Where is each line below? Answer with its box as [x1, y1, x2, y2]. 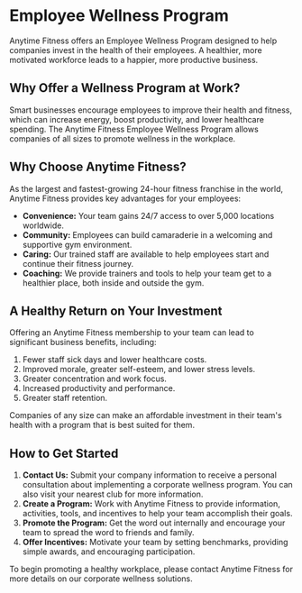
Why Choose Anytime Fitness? [9, 160, 187, 175]
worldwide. [22, 220, 65, 231]
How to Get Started [9, 445, 119, 461]
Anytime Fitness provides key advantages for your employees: [9, 193, 242, 204]
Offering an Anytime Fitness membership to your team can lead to [9, 327, 254, 338]
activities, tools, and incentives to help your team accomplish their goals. [22, 508, 293, 519]
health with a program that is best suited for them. [9, 420, 196, 431]
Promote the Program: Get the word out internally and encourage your [22, 517, 286, 528]
